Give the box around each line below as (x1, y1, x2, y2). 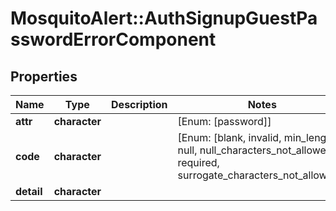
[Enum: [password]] (177, 115, 272, 128)
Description (111, 98, 168, 111)
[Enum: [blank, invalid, (177, 131, 282, 144)
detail (15, 185, 43, 198)
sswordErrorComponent (10, 28, 217, 51)
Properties (10, 68, 78, 85)
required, (177, 156, 220, 169)
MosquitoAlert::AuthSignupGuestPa (10, 7, 318, 30)
